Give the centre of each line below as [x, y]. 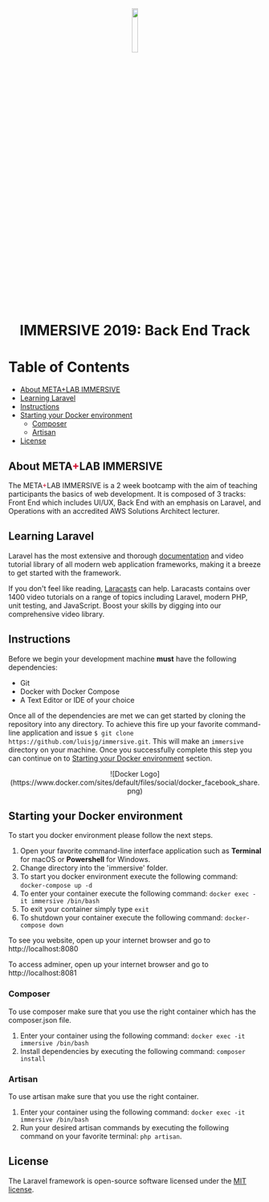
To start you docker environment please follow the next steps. [111, 835]
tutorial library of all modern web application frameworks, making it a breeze [134, 564]
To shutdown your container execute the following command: [121, 918]
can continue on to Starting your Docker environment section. [110, 758]
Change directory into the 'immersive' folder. [94, 868]
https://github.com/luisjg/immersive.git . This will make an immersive [126, 741]
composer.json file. [40, 1019]
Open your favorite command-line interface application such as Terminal [141, 851]
